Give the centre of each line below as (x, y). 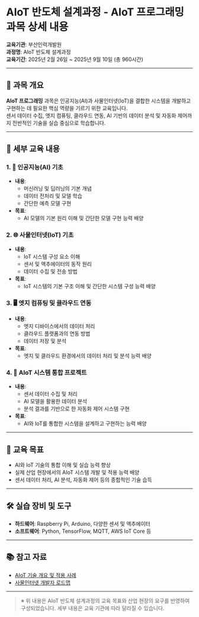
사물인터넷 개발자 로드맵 (43, 582)
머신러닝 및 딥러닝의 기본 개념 (57, 189)
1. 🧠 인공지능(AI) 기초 (35, 168)
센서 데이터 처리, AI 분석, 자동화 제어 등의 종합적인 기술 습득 (83, 480)
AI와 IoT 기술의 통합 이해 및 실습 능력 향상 (63, 465)
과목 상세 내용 (37, 27)
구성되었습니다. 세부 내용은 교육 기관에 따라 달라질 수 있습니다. (92, 608)
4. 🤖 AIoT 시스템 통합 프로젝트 (46, 372)
